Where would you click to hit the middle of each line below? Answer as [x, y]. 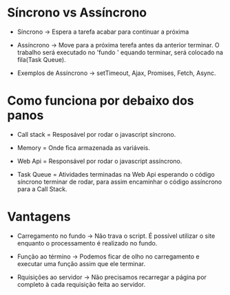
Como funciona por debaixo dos [101, 101]
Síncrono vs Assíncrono [77, 13]
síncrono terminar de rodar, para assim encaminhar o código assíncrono [119, 182]
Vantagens [39, 217]
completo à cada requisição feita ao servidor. [81, 284]
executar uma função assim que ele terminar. [81, 263]
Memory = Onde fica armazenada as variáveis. [83, 147]
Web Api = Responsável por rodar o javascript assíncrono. [100, 161]
